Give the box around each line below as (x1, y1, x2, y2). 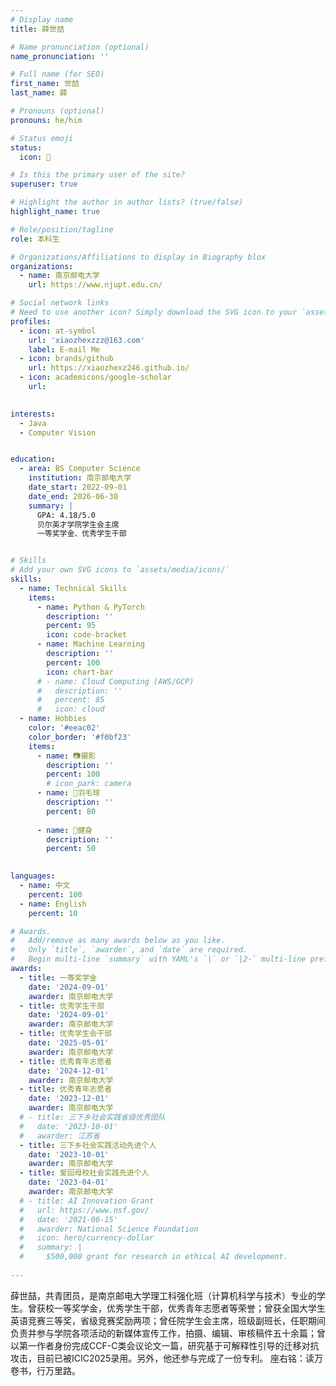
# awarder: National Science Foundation (19, 1224, 199, 1234)
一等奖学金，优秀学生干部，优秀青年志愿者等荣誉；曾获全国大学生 (53, 1302, 326, 1314)
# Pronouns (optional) (10, 106, 105, 116)
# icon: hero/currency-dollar (19, 1233, 155, 1243)
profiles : (10, 316, 52, 326)
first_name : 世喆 (10, 79, 80, 89)
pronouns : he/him (10, 115, 83, 125)
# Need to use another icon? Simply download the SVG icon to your (10, 307, 298, 317)
